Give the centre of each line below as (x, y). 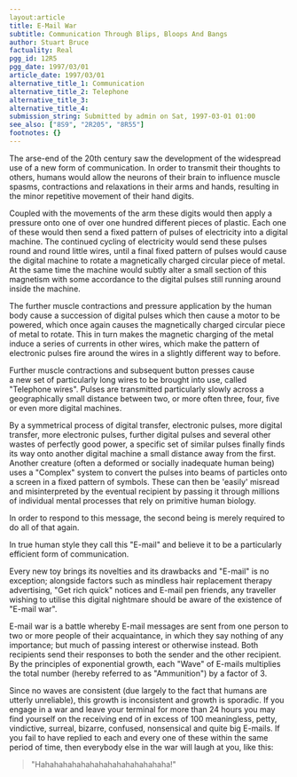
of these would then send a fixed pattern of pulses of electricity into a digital (148, 232)
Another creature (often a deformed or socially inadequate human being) (142, 463)
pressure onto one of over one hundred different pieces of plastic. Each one (148, 222)
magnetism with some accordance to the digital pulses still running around (145, 279)
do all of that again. (44, 527)
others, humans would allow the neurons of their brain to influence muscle (145, 177)
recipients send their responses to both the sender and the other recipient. (145, 654)
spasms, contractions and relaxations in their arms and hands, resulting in (144, 186)
